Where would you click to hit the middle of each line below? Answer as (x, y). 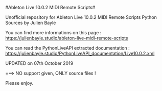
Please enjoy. (19, 83)
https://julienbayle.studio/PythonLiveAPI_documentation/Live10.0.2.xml (80, 53)
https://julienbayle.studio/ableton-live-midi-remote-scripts (67, 38)
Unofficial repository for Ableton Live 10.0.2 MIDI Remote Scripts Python (81, 17)
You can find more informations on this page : (53, 32)
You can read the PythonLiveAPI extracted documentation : (67, 48)
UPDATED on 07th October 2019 (39, 63)
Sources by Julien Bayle (31, 23)
